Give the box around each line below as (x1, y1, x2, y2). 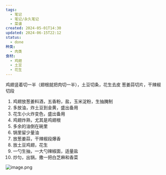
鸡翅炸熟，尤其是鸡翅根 (12, 117, 61, 123)
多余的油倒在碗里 (12, 123, 48, 129)
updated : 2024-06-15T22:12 (5, 30, 61, 35)
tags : (5, 7, 17, 12)
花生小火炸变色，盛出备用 (12, 111, 65, 117)
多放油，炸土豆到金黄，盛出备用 (12, 105, 78, 110)
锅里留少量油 (12, 130, 39, 135)
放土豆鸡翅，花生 (12, 142, 48, 148)
